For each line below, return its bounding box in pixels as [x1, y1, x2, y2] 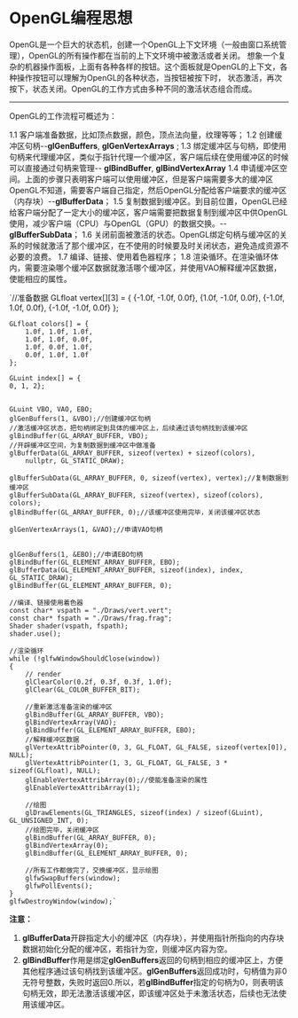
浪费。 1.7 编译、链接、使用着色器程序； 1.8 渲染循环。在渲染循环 [32, 251, 271, 262]
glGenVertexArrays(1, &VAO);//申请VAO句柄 [9, 525, 163, 534]
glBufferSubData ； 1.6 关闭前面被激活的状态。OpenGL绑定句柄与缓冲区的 [9, 229, 280, 239]
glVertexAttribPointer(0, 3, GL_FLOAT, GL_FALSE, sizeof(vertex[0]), [25, 742, 288, 752]
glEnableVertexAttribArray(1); [25, 783, 141, 792]
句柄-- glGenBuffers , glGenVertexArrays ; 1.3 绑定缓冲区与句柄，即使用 [24, 140, 286, 151]
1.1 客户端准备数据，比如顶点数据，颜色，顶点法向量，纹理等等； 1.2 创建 [9, 129, 275, 140]
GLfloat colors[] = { [9, 319, 90, 328]
